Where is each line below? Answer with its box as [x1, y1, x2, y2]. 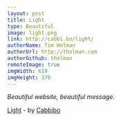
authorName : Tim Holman [7, 42, 76, 49]
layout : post [7, 10, 45, 17]
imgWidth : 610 [7, 67, 48, 74]
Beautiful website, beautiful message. [7, 93, 115, 101]
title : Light [7, 16, 45, 23]
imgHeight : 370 [7, 74, 51, 81]
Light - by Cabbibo [7, 106, 61, 114]
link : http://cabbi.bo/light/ [7, 36, 95, 43]
